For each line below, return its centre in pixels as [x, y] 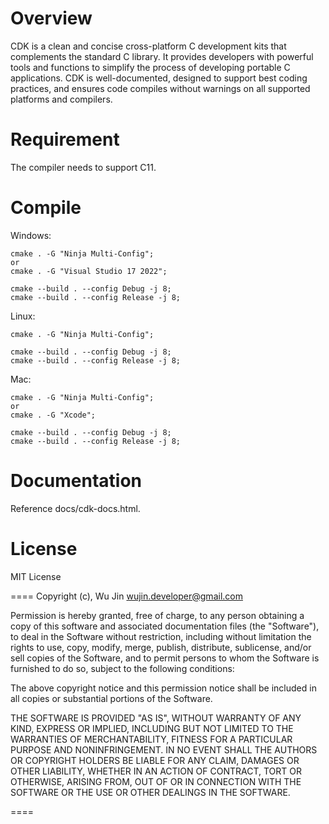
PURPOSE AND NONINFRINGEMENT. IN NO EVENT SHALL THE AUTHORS [164, 749]
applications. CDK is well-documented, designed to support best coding [159, 78]
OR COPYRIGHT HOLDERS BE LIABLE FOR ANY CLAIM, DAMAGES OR [155, 760]
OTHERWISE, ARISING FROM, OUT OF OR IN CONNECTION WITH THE [156, 781]
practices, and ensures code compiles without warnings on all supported [160, 88]
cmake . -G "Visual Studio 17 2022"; [89, 271]
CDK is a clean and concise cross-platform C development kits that [148, 46]
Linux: [23, 316]
